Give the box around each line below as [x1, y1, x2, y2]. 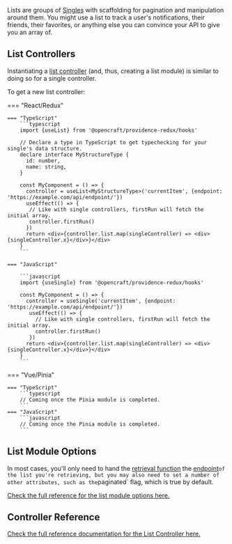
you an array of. [7, 28, 53, 36]
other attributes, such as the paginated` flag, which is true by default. [7, 477, 214, 486]
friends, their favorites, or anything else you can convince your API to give [7, 21, 220, 29]
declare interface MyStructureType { [20, 151, 130, 158]
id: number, [25, 157, 61, 164]
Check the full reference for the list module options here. [7, 491, 170, 499]
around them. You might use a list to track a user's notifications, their [7, 13, 206, 22]
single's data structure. [7, 145, 82, 152]
